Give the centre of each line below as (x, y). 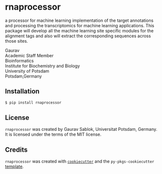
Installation (22, 91)
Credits (16, 150)
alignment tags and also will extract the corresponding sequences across (78, 36)
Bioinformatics (19, 61)
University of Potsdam (27, 71)
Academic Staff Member (29, 55)
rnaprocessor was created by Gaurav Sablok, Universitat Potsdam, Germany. (81, 129)
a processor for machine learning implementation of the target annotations (79, 20)
